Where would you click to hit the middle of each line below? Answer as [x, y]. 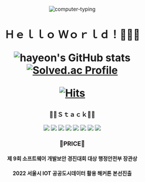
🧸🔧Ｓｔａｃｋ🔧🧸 [72, 115]
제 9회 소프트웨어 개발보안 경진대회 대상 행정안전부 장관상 [72, 158]
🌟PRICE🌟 [72, 144]
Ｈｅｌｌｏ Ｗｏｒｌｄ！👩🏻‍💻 [72, 35]
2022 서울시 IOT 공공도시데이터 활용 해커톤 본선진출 [72, 173]
